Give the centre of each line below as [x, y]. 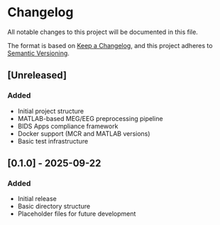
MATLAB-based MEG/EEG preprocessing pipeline [90, 118]
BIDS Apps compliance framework [68, 126]
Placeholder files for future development [77, 214]
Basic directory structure [54, 207]
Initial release [37, 199]
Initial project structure [51, 111]
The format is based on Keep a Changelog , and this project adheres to [110, 45]
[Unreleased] [37, 75]
